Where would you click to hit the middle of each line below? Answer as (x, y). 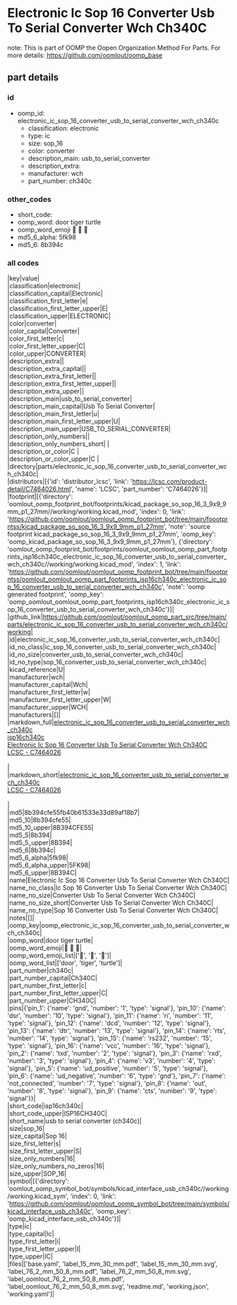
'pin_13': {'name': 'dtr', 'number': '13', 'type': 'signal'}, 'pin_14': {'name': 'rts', (117, 1031)
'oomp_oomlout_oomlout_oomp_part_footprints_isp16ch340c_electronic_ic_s (119, 602)
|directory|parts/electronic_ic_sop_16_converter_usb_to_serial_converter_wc (117, 467)
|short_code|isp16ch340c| (45, 1106)
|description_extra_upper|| (46, 392)
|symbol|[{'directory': (38, 1181)
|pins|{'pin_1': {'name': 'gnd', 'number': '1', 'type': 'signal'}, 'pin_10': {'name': (116, 1008)
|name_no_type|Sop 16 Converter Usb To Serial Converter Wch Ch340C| (113, 911)
